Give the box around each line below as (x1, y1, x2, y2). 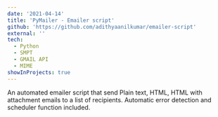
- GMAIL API (13, 56, 49, 63)
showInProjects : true (7, 69, 71, 76)
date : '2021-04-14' (7, 10, 65, 18)
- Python (13, 43, 39, 50)
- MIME (13, 62, 33, 69)
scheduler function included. (7, 103, 91, 111)
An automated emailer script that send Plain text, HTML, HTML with (7, 88, 203, 97)
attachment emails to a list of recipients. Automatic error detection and (7, 95, 212, 104)
